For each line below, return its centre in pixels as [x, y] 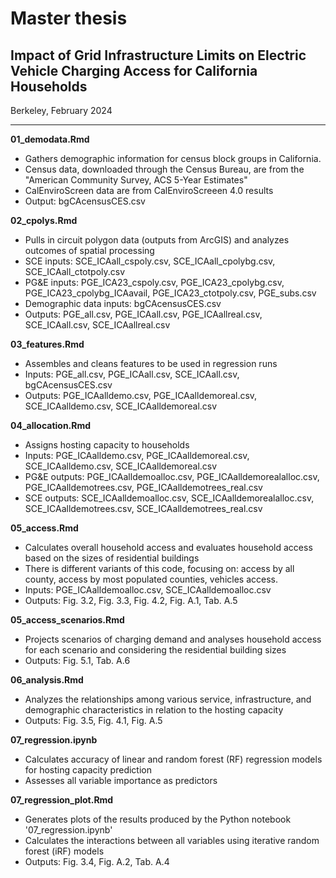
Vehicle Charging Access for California [134, 70]
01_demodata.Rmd [50, 139]
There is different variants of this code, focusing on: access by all [159, 568]
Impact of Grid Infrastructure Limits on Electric [158, 55]
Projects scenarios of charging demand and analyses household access [173, 639]
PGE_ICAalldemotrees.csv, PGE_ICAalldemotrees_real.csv [143, 487]
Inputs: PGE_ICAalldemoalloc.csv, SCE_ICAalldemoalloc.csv [148, 590]
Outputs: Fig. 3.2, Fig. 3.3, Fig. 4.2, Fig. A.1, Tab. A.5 [131, 600]
